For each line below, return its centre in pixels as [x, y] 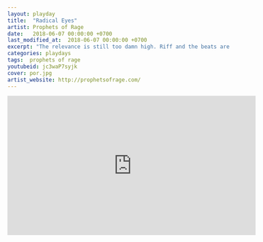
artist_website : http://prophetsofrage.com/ [74, 80]
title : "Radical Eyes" [43, 21]
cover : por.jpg [30, 73]
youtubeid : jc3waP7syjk [43, 67]
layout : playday [31, 14]
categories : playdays [39, 54]
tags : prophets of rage [44, 60]
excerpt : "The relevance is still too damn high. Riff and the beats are [119, 47]
